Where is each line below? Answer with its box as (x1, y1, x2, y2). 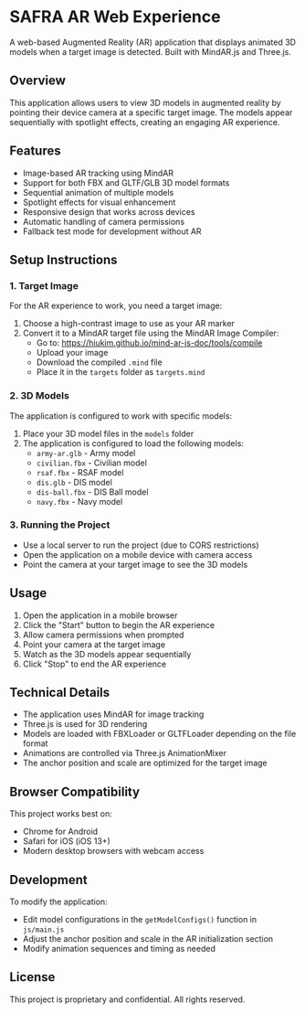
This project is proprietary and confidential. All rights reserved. (9, 994, 246, 1005)
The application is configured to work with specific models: (9, 410, 233, 422)
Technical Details (9, 685, 110, 700)
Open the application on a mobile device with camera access (22, 549, 253, 560)
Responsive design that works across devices (22, 206, 195, 217)
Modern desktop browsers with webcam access (22, 846, 205, 857)
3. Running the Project (9, 518, 110, 531)
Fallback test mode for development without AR (22, 226, 203, 237)
